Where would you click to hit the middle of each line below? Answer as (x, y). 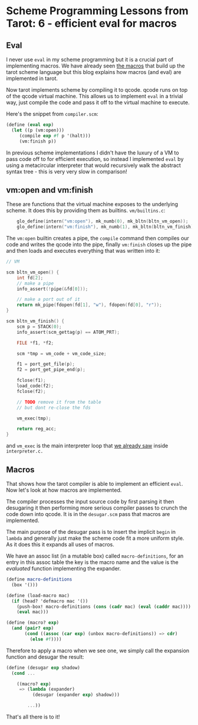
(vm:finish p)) (38, 141)
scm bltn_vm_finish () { (35, 321)
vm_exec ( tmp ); (34, 418)
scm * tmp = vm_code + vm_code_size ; (62, 353)
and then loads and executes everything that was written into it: (83, 251)
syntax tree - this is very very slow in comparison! (67, 171)
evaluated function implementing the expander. (64, 568)
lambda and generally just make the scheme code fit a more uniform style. (95, 538)
